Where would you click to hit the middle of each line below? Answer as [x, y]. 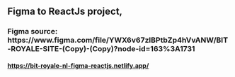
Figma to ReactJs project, [65, 12]
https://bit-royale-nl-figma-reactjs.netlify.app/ [78, 65]
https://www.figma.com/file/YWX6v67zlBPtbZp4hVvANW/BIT [118, 40]
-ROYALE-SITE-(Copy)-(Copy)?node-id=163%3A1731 [101, 49]
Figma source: [33, 31]
